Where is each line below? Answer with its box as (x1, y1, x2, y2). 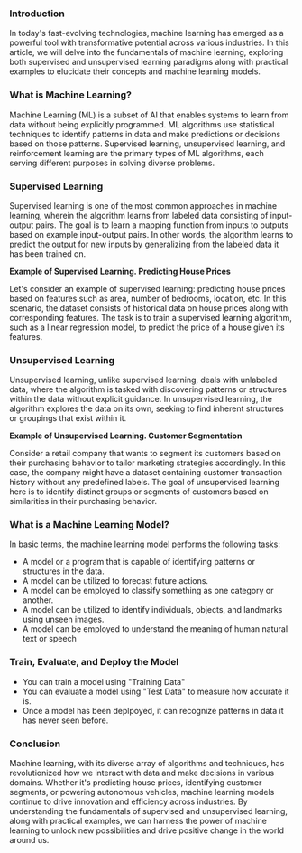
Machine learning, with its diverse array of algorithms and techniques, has (9, 758, 285, 769)
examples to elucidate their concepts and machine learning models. (9, 66, 261, 77)
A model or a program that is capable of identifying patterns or (22, 557, 255, 567)
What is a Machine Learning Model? (9, 519, 169, 531)
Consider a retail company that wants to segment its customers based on (9, 448, 281, 459)
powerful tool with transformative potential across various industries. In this (9, 37, 290, 48)
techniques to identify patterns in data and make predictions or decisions (9, 128, 281, 139)
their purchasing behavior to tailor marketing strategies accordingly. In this (9, 457, 286, 468)
